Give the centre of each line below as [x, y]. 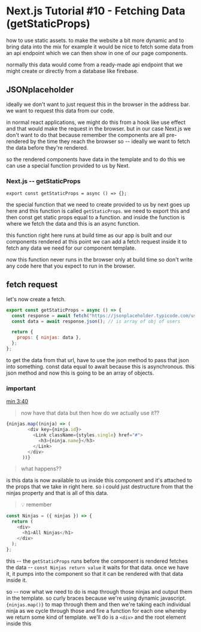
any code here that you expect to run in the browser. [71, 266]
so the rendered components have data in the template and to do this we [96, 159]
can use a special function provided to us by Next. [68, 165]
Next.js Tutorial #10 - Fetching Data [96, 11]
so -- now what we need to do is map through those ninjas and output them [99, 591]
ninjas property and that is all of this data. [57, 493]
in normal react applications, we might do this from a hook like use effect [96, 122]
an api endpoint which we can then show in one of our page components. [97, 53]
